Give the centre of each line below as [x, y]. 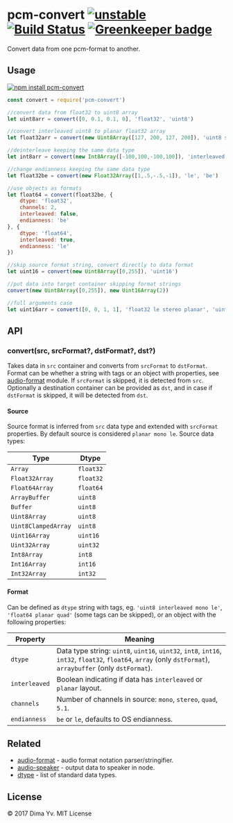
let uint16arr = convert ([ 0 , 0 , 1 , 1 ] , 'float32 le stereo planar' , [108, 309]
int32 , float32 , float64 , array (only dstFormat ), [133, 660]
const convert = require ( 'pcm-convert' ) [67, 100]
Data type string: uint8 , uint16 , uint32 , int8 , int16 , [139, 651]
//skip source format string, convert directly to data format [101, 265]
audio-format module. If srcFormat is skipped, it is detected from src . [105, 380]
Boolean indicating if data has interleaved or [130, 679]
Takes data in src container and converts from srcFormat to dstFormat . [107, 366]
